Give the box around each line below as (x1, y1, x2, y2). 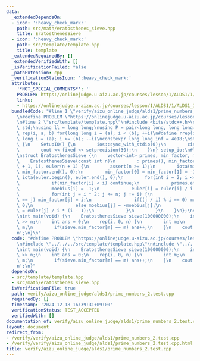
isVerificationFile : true (11, 285, 76, 291)
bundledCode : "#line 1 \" (11, 108, 76, 114)
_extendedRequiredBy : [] (11, 53, 73, 59)
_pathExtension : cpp (11, 70, 62, 76)
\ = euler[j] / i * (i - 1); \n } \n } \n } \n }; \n (17, 208, 193, 214)
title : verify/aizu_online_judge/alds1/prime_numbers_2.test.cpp (6, 346, 171, 352)
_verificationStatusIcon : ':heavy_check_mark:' (11, 75, 132, 81)
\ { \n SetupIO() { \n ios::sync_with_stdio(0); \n (17, 141, 167, 147)
